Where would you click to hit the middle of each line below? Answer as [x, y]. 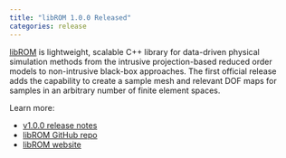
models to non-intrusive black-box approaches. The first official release [143, 71]
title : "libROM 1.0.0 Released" [70, 18]
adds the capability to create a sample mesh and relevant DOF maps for [143, 80]
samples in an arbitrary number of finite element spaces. [115, 90]
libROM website [52, 144]
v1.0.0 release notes [60, 125]
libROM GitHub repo [60, 135]
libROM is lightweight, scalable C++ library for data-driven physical [134, 51]
